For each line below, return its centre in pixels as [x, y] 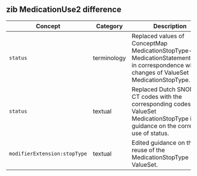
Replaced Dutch [154, 89]
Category [109, 26]
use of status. [150, 133]
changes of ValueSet [160, 73]
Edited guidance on [158, 143]
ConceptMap [150, 43]
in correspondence [158, 65]
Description [170, 26]
